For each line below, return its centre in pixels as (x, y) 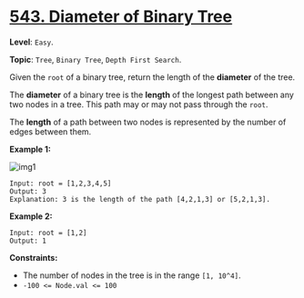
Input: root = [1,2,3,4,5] (61, 184)
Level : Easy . (31, 42)
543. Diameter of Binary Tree (121, 17)
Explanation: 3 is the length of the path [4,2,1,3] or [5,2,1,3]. (140, 199)
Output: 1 (28, 241)
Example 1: (30, 149)
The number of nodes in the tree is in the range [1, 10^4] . (132, 275)
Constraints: (34, 257)
